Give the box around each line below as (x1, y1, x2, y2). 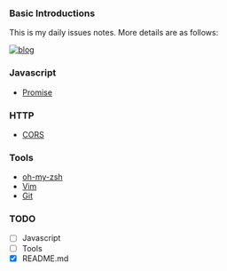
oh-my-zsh (21, 171, 64, 182)
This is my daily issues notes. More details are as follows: (9, 28, 219, 38)
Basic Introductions (9, 7, 96, 20)
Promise (21, 87, 53, 98)
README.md (21, 252, 69, 264)
